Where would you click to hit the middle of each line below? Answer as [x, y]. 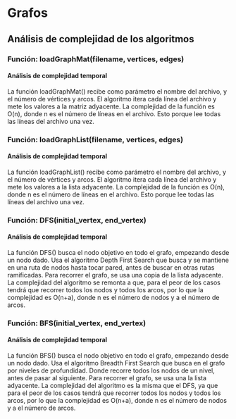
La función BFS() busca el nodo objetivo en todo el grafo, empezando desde [118, 356]
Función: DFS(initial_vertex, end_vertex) [77, 220]
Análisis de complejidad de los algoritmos [101, 39]
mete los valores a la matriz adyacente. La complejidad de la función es [111, 106]
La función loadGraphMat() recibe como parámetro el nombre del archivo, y [117, 91]
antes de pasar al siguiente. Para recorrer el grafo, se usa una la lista [107, 378]
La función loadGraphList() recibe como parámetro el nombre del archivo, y [117, 172]
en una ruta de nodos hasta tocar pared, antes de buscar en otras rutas [111, 267]
